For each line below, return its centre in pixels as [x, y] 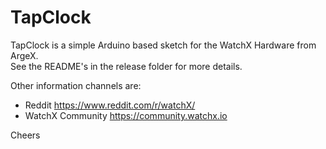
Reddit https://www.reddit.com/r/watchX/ [110, 105]
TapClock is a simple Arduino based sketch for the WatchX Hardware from [163, 45]
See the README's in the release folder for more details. [126, 66]
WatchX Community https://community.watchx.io [126, 115]
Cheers [25, 135]
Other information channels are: [76, 85]
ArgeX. [24, 55]
